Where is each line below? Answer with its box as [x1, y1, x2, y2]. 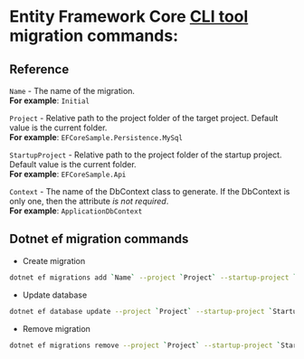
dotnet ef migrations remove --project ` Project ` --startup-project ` [9, 341, 281, 350]
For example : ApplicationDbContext [9, 205, 143, 216]
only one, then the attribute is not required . [9, 196, 169, 206]
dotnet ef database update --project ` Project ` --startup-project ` [9, 307, 273, 316]
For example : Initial [9, 95, 90, 106]
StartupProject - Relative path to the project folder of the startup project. [9, 149, 282, 160]
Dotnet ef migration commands [9, 231, 189, 247]
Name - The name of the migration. [9, 86, 136, 96]
